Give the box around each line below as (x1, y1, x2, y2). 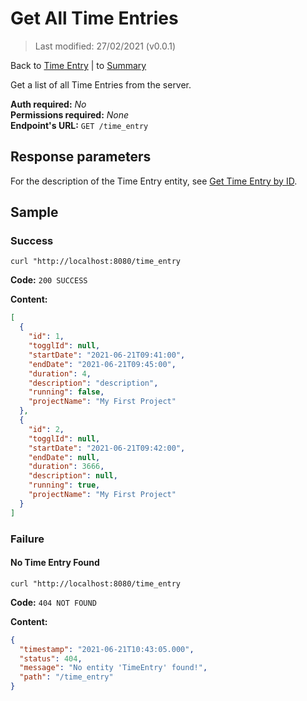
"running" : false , (28, 387, 105, 397)
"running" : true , (28, 480, 101, 491)
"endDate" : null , (28, 452, 101, 462)
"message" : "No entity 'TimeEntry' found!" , (19, 663, 208, 673)
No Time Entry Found (10, 557, 100, 569)
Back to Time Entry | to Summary (10, 59, 147, 71)
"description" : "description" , (28, 378, 159, 388)
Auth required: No (10, 98, 87, 110)
